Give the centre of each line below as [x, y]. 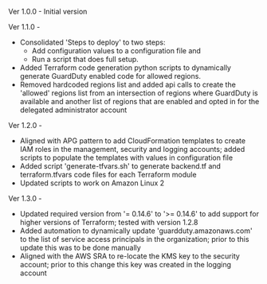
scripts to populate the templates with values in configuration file [126, 158]
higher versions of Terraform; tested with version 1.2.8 [109, 222]
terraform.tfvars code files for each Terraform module [108, 175]
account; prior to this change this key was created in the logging [126, 265]
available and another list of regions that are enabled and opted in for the [139, 101]
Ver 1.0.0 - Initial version [48, 12]
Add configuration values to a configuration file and [116, 51]
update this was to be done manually [80, 247]
